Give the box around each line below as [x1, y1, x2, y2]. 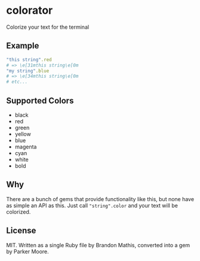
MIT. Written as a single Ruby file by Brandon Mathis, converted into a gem [6, 241, 190, 248]
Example [6, 41, 39, 51]
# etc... [6, 79, 28, 85]
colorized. [6, 208, 31, 216]
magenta [14, 143, 37, 150]
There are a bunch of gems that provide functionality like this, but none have [6, 195, 195, 202]
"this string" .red [6, 56, 52, 63]
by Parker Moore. [6, 248, 49, 255]
